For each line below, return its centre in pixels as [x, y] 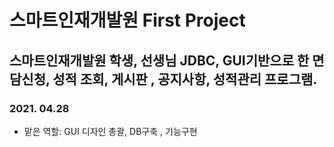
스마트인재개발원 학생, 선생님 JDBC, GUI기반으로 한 [159, 60]
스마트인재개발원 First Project [127, 20]
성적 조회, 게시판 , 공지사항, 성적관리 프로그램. [185, 79]
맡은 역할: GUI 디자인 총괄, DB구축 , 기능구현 [110, 131]
